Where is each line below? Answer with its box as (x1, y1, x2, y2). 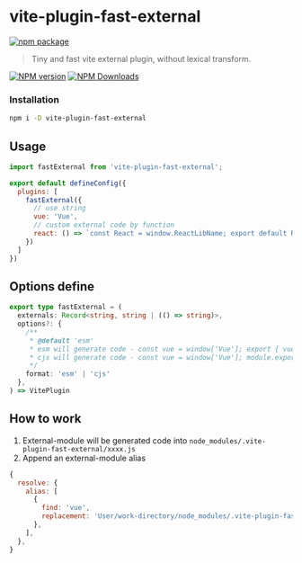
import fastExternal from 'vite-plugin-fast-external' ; (9, 162, 223, 172)
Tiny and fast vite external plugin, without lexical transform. (31, 53, 252, 64)
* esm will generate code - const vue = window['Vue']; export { (29, 344, 280, 353)
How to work (9, 411, 82, 426)
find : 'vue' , (41, 504, 91, 513)
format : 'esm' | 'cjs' (25, 370, 111, 379)
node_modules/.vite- (189, 436, 267, 446)
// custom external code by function (32, 220, 175, 230)
